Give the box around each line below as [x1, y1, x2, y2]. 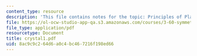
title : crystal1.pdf [6, 36, 57, 41]
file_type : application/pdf [6, 24, 75, 31]
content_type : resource [6, 8, 64, 15]
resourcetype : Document [6, 30, 64, 36]
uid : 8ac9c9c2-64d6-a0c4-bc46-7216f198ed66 [6, 41, 114, 47]
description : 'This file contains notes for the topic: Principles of [6, 14, 182, 20]
